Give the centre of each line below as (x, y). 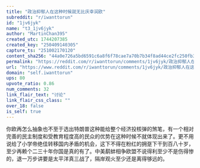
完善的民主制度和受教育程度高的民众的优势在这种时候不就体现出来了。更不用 (100, 136)
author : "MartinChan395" (37, 34)
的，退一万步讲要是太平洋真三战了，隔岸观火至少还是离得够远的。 (87, 159)
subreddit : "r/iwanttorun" (40, 17)
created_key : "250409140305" (42, 45)
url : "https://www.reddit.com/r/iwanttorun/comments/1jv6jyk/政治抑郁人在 (98, 67)
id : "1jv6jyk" (24, 23)
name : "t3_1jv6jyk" (30, 28)
